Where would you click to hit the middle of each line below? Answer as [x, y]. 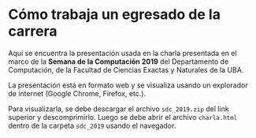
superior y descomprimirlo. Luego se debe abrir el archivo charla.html [123, 117]
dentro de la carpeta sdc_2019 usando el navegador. [92, 125]
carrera [33, 31]
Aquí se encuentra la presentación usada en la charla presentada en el [123, 53]
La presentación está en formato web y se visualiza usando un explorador [128, 85]
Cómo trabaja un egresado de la [114, 15]
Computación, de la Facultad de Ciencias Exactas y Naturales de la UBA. [126, 69]
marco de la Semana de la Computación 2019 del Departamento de [119, 62]
